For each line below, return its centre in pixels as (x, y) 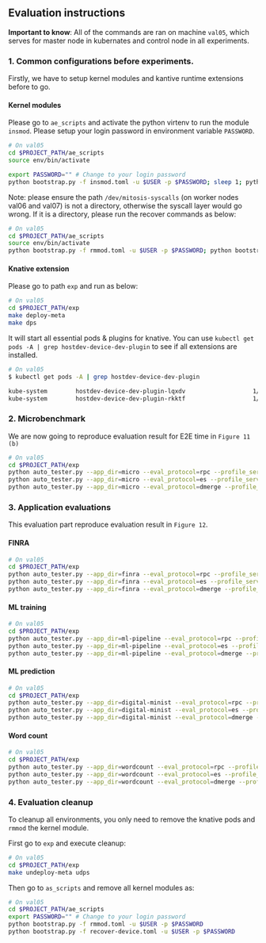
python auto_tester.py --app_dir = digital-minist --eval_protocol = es (123, 710)
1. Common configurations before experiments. (101, 61)
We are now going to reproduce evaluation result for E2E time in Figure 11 (129, 436)
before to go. (29, 87)
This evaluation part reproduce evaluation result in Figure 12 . (108, 525)
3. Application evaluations (60, 507)
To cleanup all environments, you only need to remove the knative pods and (132, 819)
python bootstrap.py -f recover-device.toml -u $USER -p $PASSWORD (122, 932)
